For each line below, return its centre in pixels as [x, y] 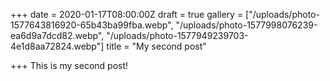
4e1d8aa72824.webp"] [57, 46]
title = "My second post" [156, 46]
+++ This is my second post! [69, 65]
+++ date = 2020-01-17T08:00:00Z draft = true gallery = [127, 14]
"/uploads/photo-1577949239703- [177, 35]
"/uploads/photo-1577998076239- [246, 25]
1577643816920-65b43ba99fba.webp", [92, 25]
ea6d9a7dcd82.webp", [57, 35]
